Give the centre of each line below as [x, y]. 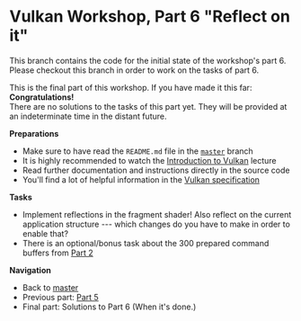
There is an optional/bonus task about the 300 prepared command [146, 243]
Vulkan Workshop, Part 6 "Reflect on [150, 17]
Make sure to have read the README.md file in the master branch [137, 151]
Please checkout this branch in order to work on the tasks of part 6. [134, 70]
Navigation [30, 270]
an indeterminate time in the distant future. [88, 116]
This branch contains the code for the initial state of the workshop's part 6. [148, 60]
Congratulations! [42, 97]
